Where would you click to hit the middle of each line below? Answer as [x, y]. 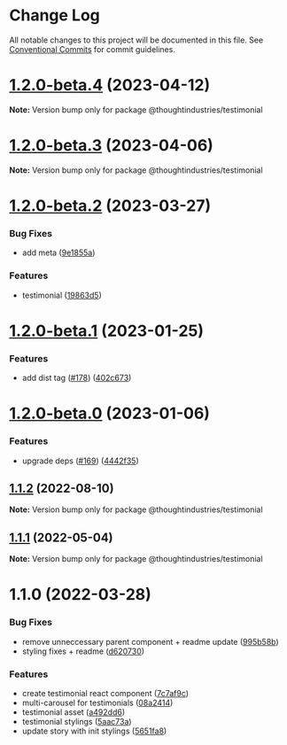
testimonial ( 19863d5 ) [62, 295]
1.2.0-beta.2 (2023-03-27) [110, 206]
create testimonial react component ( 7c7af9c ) [105, 693]
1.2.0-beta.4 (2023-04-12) [110, 85]
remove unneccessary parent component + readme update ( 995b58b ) [150, 641]
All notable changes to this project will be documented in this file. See [136, 40]
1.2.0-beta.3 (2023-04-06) [112, 146]
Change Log [54, 16]
